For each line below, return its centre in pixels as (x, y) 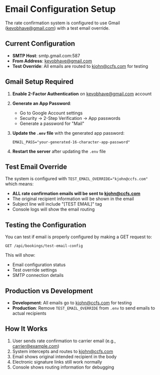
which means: (19, 184)
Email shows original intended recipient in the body (64, 356)
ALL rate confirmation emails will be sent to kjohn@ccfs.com (76, 194)
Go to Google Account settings (51, 113)
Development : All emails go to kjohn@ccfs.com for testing (72, 303)
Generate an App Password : (42, 103)
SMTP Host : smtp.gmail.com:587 (46, 55)
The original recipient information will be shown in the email (73, 199)
